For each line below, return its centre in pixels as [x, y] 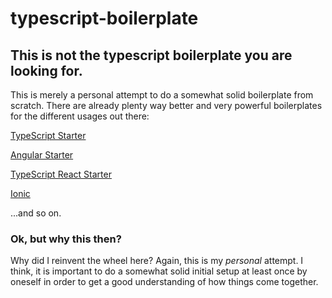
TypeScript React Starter [61, 174]
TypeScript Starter [48, 135]
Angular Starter [42, 155]
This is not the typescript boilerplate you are [151, 55]
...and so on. [36, 213]
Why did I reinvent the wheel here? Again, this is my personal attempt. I [157, 261]
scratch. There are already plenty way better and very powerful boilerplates [166, 105]
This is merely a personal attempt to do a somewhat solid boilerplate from [162, 95]
